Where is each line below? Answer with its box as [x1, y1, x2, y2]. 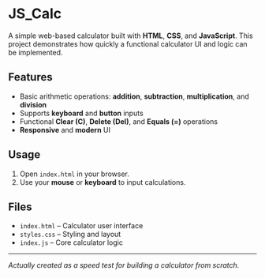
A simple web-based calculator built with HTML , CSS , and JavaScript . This [8, 31, 254, 40]
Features [8, 70, 53, 84]
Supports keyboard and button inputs [19, 108, 144, 118]
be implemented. [8, 47, 63, 57]
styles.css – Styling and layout [19, 230, 121, 239]
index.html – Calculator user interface [19, 221, 144, 231]
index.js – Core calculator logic [19, 238, 124, 247]
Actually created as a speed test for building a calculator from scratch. [8, 261, 240, 270]
